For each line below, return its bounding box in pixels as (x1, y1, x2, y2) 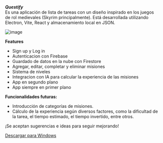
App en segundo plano (12, 79, 58, 85)
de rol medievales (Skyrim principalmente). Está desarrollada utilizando (5, 15, 149, 20)
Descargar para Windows (5, 133, 57, 138)
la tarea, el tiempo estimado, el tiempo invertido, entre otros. (12, 114, 134, 119)
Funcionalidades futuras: (5, 94, 57, 100)
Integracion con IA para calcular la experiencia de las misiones (12, 74, 139, 80)
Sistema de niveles (12, 69, 50, 75)
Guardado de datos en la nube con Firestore (12, 59, 101, 64)
